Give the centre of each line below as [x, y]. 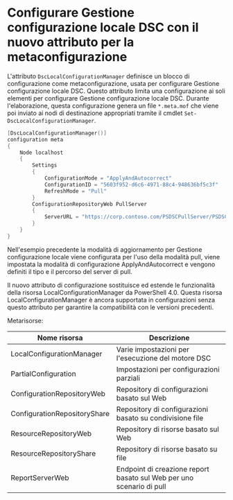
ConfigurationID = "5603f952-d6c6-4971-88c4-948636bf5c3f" [131, 184]
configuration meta [35, 139]
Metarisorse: [25, 320]
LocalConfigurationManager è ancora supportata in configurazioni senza [111, 300]
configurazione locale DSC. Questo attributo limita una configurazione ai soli [116, 91]
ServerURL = [61, 217]
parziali [128, 378]
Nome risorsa [60, 338]
